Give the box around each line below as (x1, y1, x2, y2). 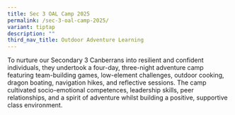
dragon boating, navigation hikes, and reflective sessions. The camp (7, 78, 207, 87)
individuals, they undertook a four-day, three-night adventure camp (7, 63, 204, 72)
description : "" (7, 30, 55, 37)
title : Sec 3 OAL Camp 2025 (7, 10, 91, 18)
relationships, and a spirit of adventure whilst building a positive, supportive (7, 93, 228, 102)
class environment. (7, 101, 63, 109)
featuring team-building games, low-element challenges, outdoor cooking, (7, 71, 224, 80)
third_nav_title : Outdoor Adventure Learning (7, 37, 144, 44)
